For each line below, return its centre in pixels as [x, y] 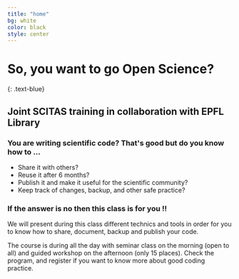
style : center [29, 34]
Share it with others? [48, 167]
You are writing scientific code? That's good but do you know [116, 143]
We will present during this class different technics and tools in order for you [119, 224]
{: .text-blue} [26, 89]
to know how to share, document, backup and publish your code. [103, 232]
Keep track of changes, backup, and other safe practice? [101, 190]
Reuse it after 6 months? [54, 175]
